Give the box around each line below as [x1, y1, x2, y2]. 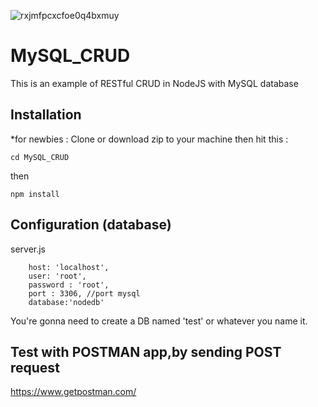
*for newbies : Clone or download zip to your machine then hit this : [10, 133, 289, 145]
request [10, 359, 60, 376]
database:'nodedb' [28, 297, 105, 307]
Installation [10, 106, 82, 124]
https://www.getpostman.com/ [10, 386, 137, 398]
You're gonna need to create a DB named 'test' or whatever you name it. [10, 315, 308, 327]
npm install [10, 189, 60, 199]
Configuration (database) [10, 216, 172, 234]
